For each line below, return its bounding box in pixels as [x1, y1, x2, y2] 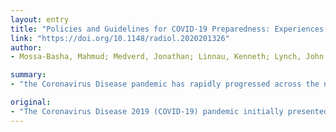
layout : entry [10, 14, 70, 25]
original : [10, 97, 52, 107]
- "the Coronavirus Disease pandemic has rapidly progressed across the [10, 79, 320, 90]
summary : [10, 70, 47, 80]
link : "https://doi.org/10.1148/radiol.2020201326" [10, 33, 230, 43]
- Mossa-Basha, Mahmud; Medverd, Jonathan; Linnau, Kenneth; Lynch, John [10, 52, 325, 62]
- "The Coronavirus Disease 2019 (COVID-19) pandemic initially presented [10, 106, 329, 116]
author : [10, 42, 43, 53]
